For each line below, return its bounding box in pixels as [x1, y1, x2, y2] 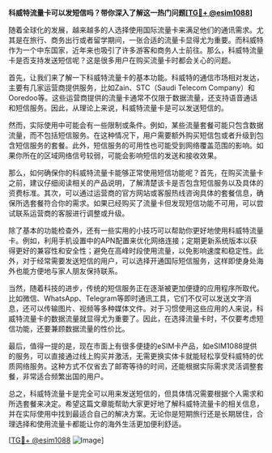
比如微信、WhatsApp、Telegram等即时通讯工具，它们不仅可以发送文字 [8, 293, 245, 303]
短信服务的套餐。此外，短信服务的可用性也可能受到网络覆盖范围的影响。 [15, 141, 257, 150]
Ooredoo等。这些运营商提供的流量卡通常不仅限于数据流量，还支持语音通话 [8, 93, 257, 102]
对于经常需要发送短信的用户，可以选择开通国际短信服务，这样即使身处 [22, 256, 257, 266]
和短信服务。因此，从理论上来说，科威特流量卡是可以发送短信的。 [8, 103, 228, 113]
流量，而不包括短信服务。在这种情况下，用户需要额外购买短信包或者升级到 [8, 130, 257, 140]
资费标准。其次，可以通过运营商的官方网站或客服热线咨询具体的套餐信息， [8, 188, 257, 198]
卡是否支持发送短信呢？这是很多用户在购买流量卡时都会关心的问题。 [8, 56, 236, 65]
